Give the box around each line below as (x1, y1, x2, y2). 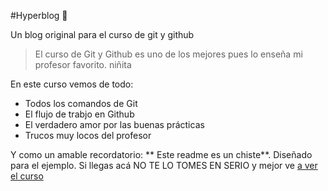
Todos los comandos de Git (24, 98, 138, 109)
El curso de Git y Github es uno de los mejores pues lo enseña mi (34, 48, 303, 60)
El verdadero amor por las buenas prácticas (24, 119, 205, 130)
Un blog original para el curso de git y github (10, 29, 195, 40)
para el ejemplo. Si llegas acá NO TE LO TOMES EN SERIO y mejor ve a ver (10, 160, 318, 171)
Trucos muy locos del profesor (24, 130, 152, 141)
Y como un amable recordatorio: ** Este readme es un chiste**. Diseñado (10, 149, 313, 160)
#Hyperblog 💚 (10, 10, 68, 21)
